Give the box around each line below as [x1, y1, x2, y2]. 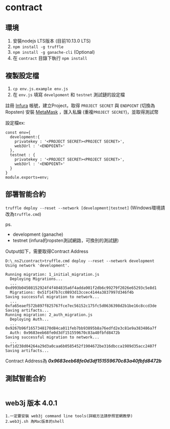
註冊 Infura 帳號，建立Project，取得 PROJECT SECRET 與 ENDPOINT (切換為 [5, 102, 155, 109]
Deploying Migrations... [10, 276, 63, 281]
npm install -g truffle [12, 45, 64, 50]
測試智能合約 [5, 374, 46, 383]
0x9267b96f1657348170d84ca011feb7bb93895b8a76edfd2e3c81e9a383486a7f [5, 325, 157, 331]
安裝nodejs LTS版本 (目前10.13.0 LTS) [12, 38, 91, 44]
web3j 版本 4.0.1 [5, 399, 58, 407]
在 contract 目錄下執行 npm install [12, 55, 88, 61]
